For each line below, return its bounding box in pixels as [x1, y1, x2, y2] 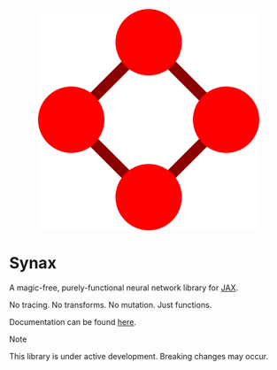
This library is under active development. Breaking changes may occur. [9, 351, 268, 361]
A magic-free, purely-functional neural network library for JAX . [9, 282, 239, 293]
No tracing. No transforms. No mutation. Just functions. [9, 299, 212, 310]
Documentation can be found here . [9, 316, 137, 327]
